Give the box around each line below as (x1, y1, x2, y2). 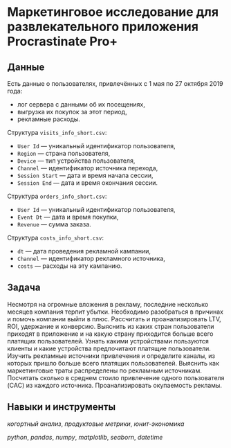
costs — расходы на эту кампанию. (17, 262, 122, 270)
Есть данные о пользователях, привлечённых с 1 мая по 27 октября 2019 (7, 80, 223, 87)
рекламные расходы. (17, 115, 81, 123)
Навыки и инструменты (7, 401, 116, 413)
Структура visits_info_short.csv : (7, 129, 107, 136)
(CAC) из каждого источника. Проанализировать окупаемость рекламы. (7, 381, 223, 389)
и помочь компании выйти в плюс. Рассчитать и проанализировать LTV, (7, 314, 221, 323)
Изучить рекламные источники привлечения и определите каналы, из (7, 351, 216, 360)
